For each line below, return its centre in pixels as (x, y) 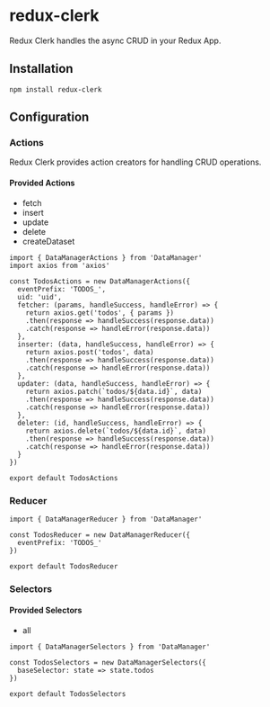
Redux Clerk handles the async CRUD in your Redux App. (115, 40)
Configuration (49, 117)
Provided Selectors (46, 610)
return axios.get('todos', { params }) (100, 313)
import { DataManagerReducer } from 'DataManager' (106, 519)
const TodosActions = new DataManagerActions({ (100, 281)
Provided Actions (42, 183)
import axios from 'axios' (60, 265)
